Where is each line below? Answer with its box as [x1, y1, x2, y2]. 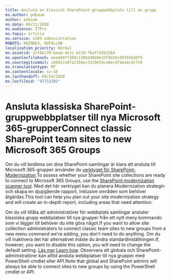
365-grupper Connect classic [5, 122, 132, 134]
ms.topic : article [5, 31, 44, 36]
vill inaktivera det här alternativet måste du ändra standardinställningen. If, [5, 236, 160, 242]
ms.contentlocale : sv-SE [5, 69, 58, 75]
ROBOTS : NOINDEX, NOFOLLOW [5, 41, 63, 46]
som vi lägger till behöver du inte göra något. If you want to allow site [5, 220, 150, 226]
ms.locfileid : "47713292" [5, 79, 60, 84]
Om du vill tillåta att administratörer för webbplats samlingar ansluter [5, 209, 149, 215]
